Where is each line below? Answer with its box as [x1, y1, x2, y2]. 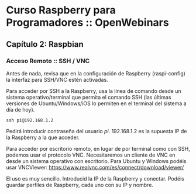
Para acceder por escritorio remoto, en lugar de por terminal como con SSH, [6, 145, 190, 152]
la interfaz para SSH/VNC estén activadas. [6, 76, 108, 83]
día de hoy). [6, 106, 35, 113]
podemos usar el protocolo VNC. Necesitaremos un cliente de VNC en [6, 151, 176, 158]
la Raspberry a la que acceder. [6, 134, 80, 141]
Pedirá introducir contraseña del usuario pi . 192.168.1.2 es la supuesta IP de [6, 127, 187, 134]
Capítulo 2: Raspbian [6, 39, 84, 49]
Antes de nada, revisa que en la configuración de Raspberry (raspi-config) [6, 70, 186, 77]
